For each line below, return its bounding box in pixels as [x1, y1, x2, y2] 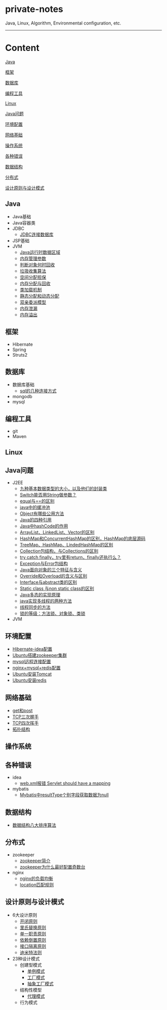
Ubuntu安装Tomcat [12, 671, 52, 677]
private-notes [5, 3, 64, 15]
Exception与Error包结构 [19, 560, 68, 566]
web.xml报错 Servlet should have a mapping [19, 780, 111, 786]
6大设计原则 [12, 912, 37, 918]
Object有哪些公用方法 [19, 510, 65, 516]
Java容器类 [12, 220, 36, 226]
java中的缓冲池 [19, 505, 51, 510]
